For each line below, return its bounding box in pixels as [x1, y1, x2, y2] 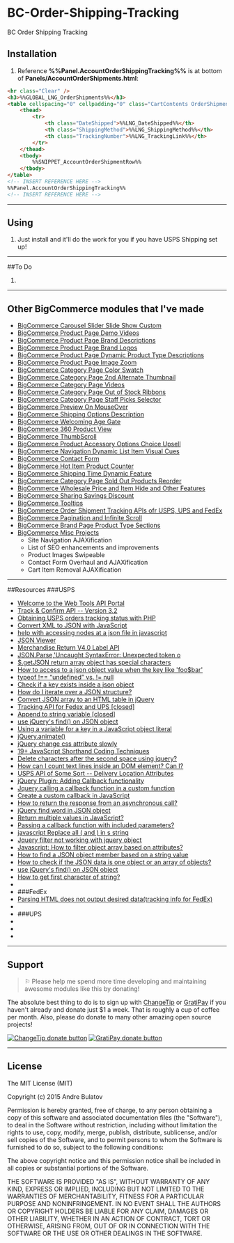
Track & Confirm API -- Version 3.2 [17, 607, 118, 615]
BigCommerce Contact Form [17, 455, 100, 463]
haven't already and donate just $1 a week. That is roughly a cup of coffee [7, 1006, 220, 1014]
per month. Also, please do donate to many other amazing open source [7, 1013, 212, 1022]
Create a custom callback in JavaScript [17, 792, 130, 800]
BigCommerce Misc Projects [17, 529, 100, 537]
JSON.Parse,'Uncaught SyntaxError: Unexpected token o [17, 651, 181, 659]
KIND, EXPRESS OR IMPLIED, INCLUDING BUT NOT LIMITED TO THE [7, 1185, 205, 1193]
